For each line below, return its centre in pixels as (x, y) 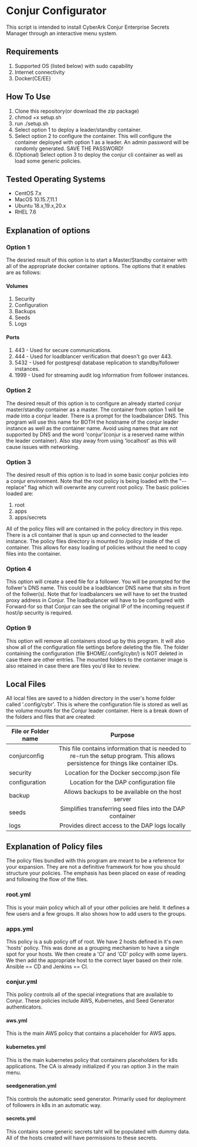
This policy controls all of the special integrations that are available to (90, 994)
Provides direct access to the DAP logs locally (123, 825)
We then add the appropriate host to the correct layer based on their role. (95, 960)
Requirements (32, 52)
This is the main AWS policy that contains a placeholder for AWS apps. (91, 1033)
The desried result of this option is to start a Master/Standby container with (97, 260)
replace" (16, 488)
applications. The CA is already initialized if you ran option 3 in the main (92, 1066)
